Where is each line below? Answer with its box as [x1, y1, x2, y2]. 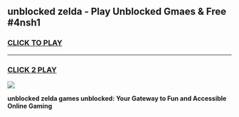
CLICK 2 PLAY [7, 65, 57, 74]
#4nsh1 [7, 17, 41, 29]
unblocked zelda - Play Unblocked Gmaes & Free [7, 6, 226, 18]
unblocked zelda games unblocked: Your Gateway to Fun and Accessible [7, 94, 227, 102]
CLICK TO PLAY [7, 38, 63, 48]
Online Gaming [7, 101, 53, 110]
